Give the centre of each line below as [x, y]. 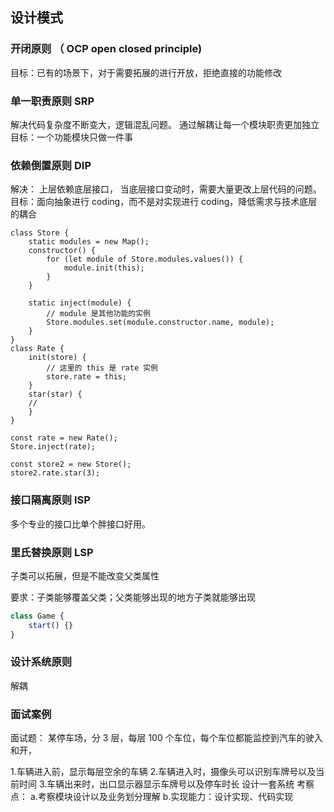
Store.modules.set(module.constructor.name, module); [160, 323]
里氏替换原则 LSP [52, 552]
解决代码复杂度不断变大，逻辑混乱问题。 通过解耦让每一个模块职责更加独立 [165, 124]
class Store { [40, 233]
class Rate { [37, 349]
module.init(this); [104, 268]
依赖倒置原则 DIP [51, 165]
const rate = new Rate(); [64, 438]
